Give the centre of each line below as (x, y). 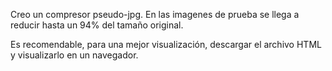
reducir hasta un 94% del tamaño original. (97, 25)
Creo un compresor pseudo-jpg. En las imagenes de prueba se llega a (155, 14)
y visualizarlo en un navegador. (74, 55)
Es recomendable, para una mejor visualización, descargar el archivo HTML (166, 44)
